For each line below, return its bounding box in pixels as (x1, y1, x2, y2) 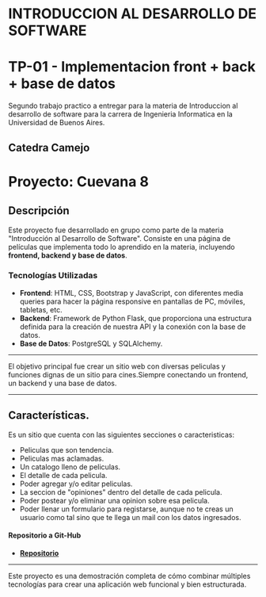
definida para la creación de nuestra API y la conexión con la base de (19, 322, 246, 331)
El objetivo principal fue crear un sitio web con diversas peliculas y (8, 362, 226, 371)
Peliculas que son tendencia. (19, 445, 114, 454)
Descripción (8, 204, 70, 218)
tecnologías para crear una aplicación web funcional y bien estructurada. (8, 580, 247, 589)
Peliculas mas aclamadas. (19, 453, 104, 463)
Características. (8, 409, 89, 423)
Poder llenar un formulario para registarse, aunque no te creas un (19, 504, 234, 514)
